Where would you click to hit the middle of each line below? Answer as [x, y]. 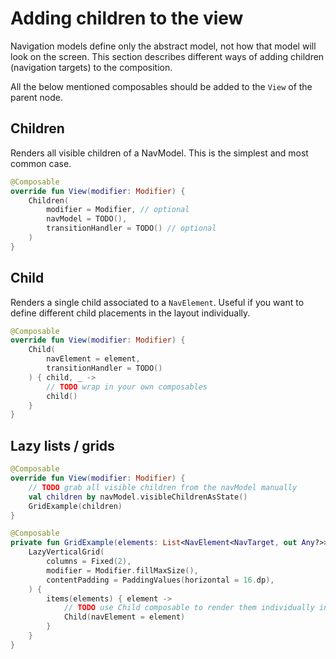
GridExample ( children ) [75, 506]
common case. [41, 163]
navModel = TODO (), [87, 219]
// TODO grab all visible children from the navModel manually [163, 487]
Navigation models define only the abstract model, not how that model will [163, 46]
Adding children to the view [127, 18]
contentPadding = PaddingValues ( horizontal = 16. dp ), [160, 580]
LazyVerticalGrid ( [66, 552]
